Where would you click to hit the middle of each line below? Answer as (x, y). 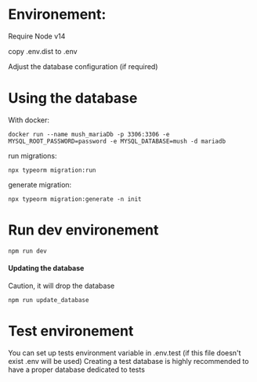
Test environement (71, 331)
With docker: (29, 120)
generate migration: (40, 184)
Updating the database (46, 268)
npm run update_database (49, 300)
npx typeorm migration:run (52, 170)
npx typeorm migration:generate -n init (75, 199)
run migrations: (33, 155)
